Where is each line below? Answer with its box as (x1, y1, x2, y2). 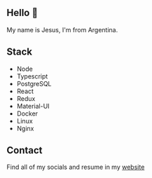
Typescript (16, 71, 48, 81)
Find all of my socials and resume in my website (6, 163, 145, 172)
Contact (6, 144, 43, 156)
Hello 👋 (6, 7, 39, 19)
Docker (16, 109, 39, 118)
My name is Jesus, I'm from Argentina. (6, 25, 118, 34)
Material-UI (16, 102, 50, 110)
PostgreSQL (16, 79, 52, 88)
